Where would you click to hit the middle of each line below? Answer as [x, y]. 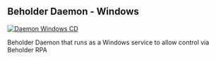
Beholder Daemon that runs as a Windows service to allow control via [108, 42]
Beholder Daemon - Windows [73, 12]
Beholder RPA [27, 49]
